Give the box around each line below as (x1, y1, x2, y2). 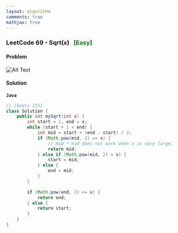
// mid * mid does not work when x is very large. (47, 141, 174, 147)
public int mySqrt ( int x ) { (16, 113, 85, 120)
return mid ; (47, 146, 77, 152)
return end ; (37, 194, 67, 200)
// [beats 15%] (6, 103, 43, 109)
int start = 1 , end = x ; (27, 119, 88, 125)
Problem (6, 53, 27, 60)
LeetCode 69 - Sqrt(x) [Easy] (6, 39, 92, 47)
